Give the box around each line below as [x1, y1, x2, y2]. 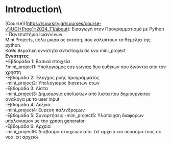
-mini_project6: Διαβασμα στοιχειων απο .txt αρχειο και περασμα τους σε [5, 128, 161, 134]
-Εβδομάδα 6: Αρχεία [5, 123, 51, 129]
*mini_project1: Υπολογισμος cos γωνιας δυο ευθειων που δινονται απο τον [5, 64, 166, 70]
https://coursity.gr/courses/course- [27, 20, 102, 26]
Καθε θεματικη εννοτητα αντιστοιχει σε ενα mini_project [5, 47, 126, 53]
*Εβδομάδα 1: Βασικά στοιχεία [5, 58, 70, 64]
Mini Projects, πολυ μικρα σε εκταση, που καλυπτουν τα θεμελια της [5, 37, 151, 43]
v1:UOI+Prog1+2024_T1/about [5, 25, 68, 32]
